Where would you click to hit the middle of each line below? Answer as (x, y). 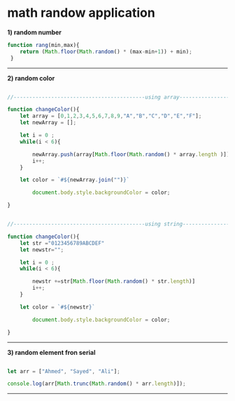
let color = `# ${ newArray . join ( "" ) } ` (75, 180)
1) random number (34, 32)
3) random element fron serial (51, 352)
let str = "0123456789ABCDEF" (62, 243)
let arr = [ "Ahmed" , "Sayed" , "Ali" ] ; (64, 371)
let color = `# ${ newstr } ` (58, 307)
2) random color (31, 78)
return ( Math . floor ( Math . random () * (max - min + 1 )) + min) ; (106, 51)
